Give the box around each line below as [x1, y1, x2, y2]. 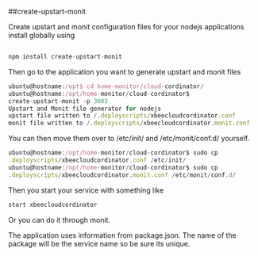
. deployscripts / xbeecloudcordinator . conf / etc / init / [8, 156, 187, 164]
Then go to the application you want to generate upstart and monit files [8, 67, 241, 76]
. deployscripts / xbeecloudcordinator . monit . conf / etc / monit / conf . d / [8, 170, 237, 179]
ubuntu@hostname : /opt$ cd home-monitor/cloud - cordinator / [8, 82, 204, 90]
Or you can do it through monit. [8, 215, 111, 224]
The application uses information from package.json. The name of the [8, 230, 237, 240]
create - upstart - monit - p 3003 [8, 97, 109, 105]
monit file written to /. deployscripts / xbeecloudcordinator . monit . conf [8, 119, 250, 128]
